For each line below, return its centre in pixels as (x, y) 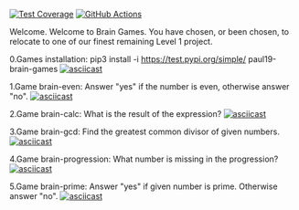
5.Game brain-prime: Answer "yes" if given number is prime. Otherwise (144, 186)
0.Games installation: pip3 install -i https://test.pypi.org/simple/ (128, 59)
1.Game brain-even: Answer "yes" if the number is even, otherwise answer (149, 86)
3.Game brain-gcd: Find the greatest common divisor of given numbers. (145, 131)
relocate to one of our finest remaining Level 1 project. (111, 42)
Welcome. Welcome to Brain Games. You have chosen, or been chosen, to (149, 31)
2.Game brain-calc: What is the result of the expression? (116, 114)
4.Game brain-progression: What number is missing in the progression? (144, 159)
